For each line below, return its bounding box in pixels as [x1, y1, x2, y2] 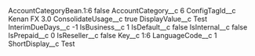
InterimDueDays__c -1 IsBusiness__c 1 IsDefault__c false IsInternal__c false [8, 23, 248, 32]
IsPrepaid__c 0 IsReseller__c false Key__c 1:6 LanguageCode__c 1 [8, 31, 217, 40]
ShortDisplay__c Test [8, 39, 75, 48]
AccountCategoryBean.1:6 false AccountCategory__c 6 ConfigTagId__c [8, 6, 237, 15]
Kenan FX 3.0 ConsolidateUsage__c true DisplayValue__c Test [8, 14, 208, 23]
